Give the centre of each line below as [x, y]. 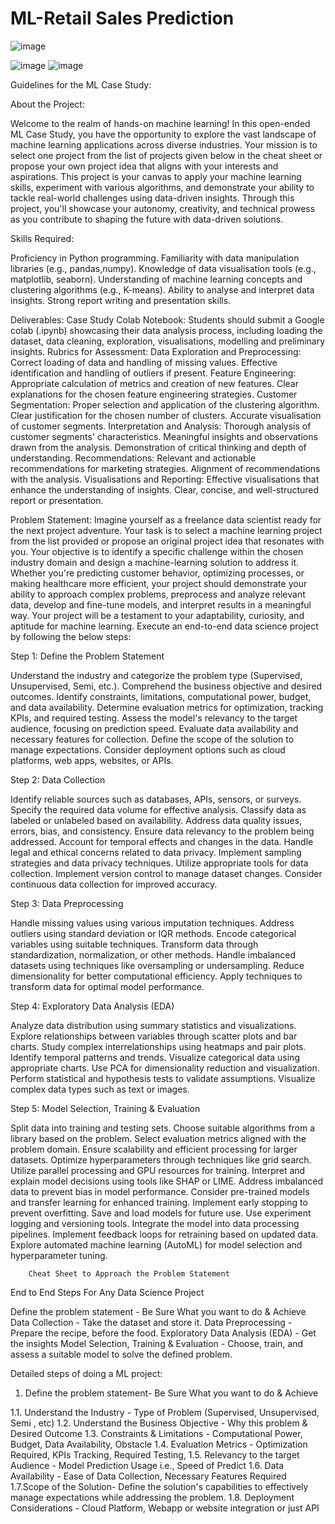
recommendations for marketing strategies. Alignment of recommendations [165, 468]
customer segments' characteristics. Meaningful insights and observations [164, 436]
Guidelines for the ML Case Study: [81, 84]
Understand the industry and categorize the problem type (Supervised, [156, 675]
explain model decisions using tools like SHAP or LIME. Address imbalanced [167, 1181]
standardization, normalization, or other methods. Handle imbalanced [153, 954]
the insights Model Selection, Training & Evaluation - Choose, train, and [157, 1343]
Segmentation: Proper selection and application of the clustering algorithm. [165, 404]
